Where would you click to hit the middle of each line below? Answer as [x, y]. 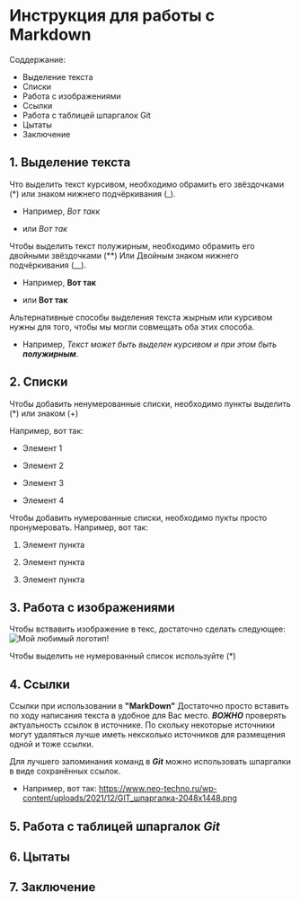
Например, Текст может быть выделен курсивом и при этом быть [150, 344]
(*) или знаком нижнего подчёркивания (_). [93, 193]
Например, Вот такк [61, 211]
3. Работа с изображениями [92, 607]
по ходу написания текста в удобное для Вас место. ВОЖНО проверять [148, 716]
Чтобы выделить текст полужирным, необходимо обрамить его [132, 246]
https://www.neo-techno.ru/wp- [158, 789]
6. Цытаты [40, 857]
